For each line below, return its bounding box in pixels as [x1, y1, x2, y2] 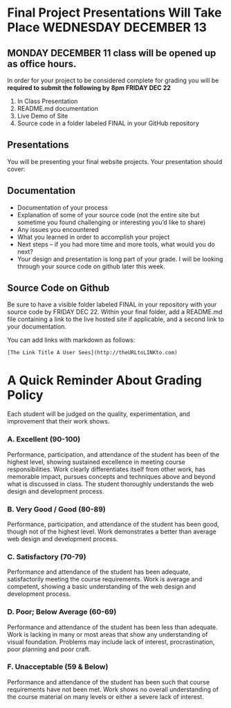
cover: [7, 165, 26, 173]
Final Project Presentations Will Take [7, 5, 222, 21]
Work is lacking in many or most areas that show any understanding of [7, 630, 208, 638]
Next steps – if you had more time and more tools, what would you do [17, 240, 216, 248]
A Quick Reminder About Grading [7, 372, 203, 388]
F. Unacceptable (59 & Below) [7, 662, 109, 672]
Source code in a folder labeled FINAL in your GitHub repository [17, 119, 199, 127]
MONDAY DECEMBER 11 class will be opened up [7, 47, 216, 59]
